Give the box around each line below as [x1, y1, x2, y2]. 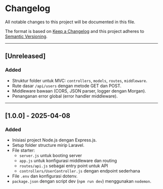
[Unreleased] [5, 52, 46, 61]
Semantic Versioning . [5, 33, 48, 39]
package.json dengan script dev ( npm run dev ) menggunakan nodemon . [12, 178, 151, 184]
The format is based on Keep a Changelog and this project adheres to [5, 28, 145, 34]
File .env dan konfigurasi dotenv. [12, 173, 78, 179]
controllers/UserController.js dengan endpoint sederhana [19, 168, 141, 174]
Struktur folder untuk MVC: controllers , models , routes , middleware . [12, 78, 147, 83]
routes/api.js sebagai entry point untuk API [19, 163, 108, 169]
